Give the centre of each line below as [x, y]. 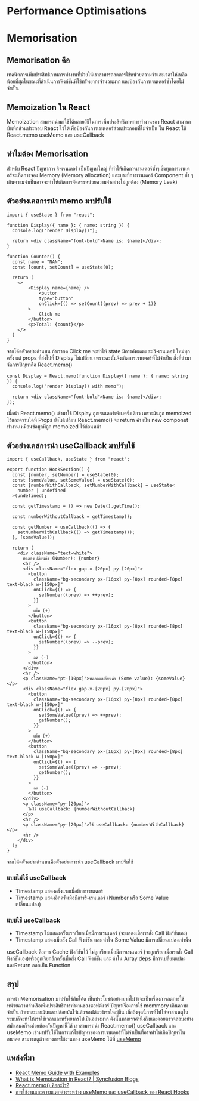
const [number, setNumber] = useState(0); [66, 475]
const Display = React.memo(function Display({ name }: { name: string [97, 376]
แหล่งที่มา [21, 1058]
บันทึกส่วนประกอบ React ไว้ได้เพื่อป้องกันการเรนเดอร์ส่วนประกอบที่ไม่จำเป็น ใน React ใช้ [97, 128]
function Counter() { [34, 257]
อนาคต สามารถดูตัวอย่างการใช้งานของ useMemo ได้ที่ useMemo [74, 1039]
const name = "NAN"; [38, 262]
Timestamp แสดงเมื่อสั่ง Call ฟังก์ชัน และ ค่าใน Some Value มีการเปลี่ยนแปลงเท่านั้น [103, 940]
